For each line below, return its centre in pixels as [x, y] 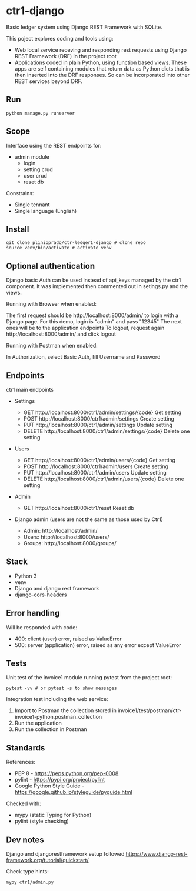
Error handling [33, 613]
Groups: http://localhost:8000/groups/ [70, 543]
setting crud [38, 169]
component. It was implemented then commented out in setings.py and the [97, 286]
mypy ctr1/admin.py [30, 882]
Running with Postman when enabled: [52, 346]
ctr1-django [35, 11]
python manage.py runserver [41, 113]
